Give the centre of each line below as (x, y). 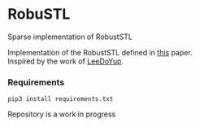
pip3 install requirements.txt (61, 99)
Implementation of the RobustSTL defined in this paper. (100, 52)
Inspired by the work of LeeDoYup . (65, 61)
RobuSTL (39, 14)
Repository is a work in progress (62, 114)
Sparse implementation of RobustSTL (70, 37)
